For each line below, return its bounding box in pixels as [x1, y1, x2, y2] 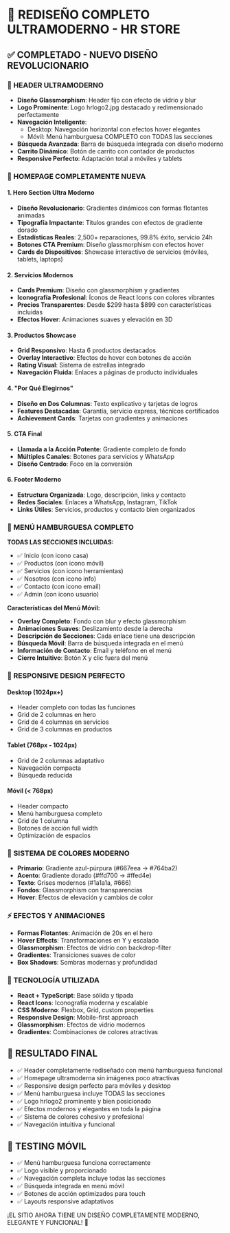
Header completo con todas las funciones [16, 703, 136, 711]
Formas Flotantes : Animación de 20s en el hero [16, 929, 153, 937]
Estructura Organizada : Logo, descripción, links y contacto [16, 491, 187, 499]
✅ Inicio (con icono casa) [16, 551, 89, 560]
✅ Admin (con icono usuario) [16, 590, 100, 599]
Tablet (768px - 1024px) [7, 741, 78, 749]
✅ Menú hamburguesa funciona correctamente [16, 1159, 151, 1167]
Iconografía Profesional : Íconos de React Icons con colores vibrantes [16, 293, 215, 302]
